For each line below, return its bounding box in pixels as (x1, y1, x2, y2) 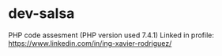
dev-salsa (8, 5, 75, 23)
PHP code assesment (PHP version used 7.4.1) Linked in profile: (8, 30, 215, 40)
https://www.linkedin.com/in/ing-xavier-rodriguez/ (8, 38, 172, 47)
